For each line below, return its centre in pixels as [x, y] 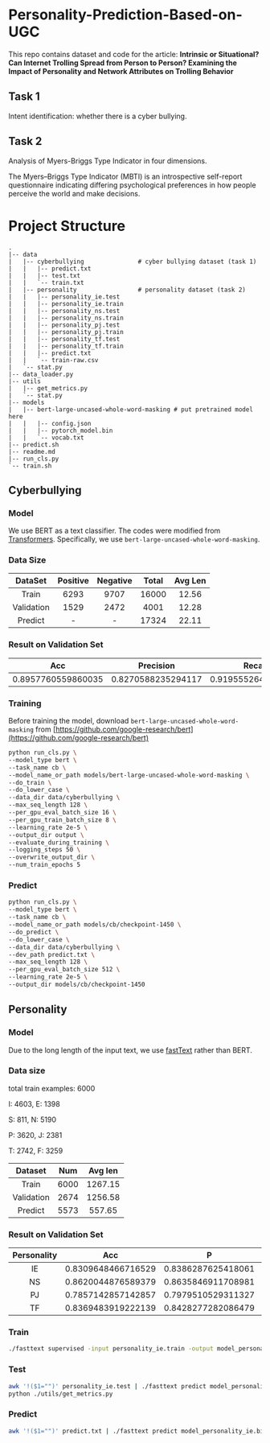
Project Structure [67, 226]
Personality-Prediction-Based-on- [125, 15]
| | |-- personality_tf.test [64, 339]
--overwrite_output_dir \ [51, 858]
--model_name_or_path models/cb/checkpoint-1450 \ [95, 925]
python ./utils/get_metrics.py [61, 1394]
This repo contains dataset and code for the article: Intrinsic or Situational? [134, 54]
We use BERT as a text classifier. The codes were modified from [115, 531]
